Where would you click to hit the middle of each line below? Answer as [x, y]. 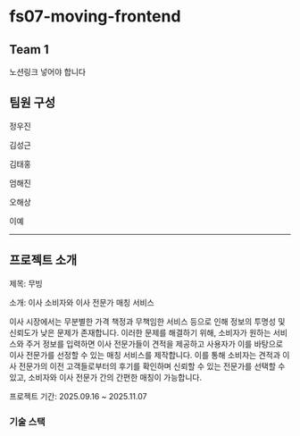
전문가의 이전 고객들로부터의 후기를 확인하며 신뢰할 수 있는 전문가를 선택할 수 [152, 366]
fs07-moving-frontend [95, 17]
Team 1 [29, 50]
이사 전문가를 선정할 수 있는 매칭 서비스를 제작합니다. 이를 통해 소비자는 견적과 [145, 355]
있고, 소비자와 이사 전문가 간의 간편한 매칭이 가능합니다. [106, 377]
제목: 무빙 [26, 283]
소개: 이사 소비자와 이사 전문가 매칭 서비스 [82, 302]
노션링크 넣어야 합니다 [48, 72]
